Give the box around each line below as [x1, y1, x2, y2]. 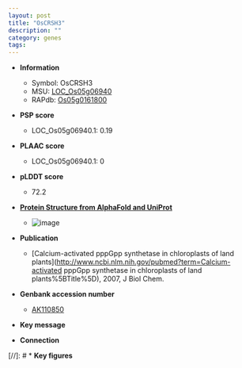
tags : [8, 41, 26, 49]
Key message [19, 320, 66, 330]
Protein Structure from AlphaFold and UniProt [19, 203, 172, 213]
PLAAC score [19, 141, 65, 151]
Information [19, 63, 60, 72]
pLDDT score [19, 172, 64, 182]
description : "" [8, 26, 62, 34]
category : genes [8, 33, 62, 42]
